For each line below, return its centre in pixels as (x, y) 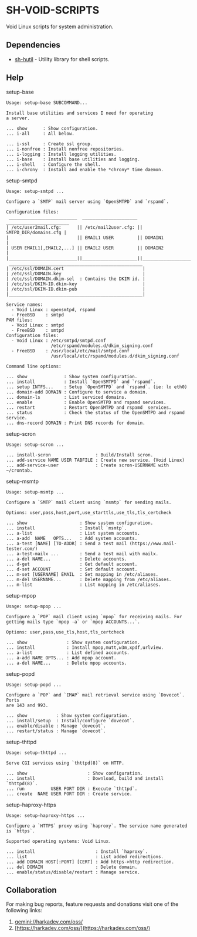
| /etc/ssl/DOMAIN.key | (76, 274)
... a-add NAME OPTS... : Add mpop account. (61, 658)
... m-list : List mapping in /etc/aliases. (84, 585)
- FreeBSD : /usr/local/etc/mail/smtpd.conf (71, 351)
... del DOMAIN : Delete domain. (72, 867)
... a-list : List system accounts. (73, 533)
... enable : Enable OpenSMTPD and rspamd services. (86, 402)
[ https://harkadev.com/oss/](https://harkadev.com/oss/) (82, 928)
